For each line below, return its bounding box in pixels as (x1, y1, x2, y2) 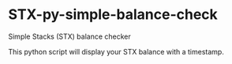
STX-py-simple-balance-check (8, 6, 219, 24)
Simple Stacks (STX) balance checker (8, 32, 132, 41)
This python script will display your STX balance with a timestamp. (8, 47, 225, 56)
